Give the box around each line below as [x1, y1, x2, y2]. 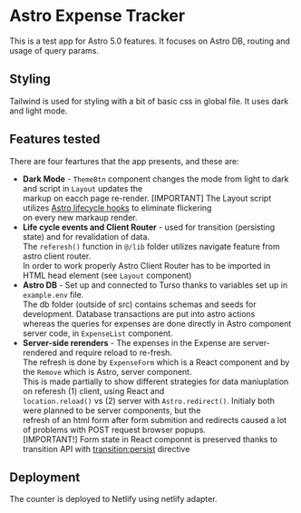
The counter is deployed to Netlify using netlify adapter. [9, 494, 218, 505]
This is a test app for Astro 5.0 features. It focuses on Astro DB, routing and [9, 35, 290, 46]
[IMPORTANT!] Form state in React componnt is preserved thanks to [22, 433, 278, 445]
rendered [22, 347, 57, 358]
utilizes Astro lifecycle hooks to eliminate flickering [22, 202, 212, 213]
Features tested [9, 132, 101, 147]
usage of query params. [9, 44, 100, 55]
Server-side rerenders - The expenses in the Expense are [22, 337, 241, 348]
